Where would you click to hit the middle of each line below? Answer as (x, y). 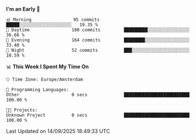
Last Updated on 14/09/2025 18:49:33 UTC (58, 131)
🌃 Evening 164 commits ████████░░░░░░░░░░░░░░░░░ (98, 40)
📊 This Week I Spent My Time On (47, 66)
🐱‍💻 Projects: (22, 110)
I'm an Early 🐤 (23, 9)
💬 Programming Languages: (37, 90)
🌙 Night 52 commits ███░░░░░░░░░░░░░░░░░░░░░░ (98, 50)
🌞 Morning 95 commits (53, 20)
